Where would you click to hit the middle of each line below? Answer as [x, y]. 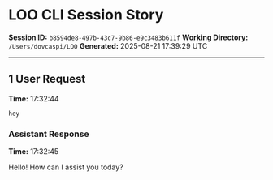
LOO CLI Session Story [86, 15]
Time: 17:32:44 [34, 98]
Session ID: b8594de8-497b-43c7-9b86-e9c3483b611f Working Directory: [128, 37]
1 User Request [47, 79]
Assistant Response [49, 134]
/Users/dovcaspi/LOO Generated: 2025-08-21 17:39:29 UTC [108, 45]
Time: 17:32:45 [34, 152]
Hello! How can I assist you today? [66, 167]
